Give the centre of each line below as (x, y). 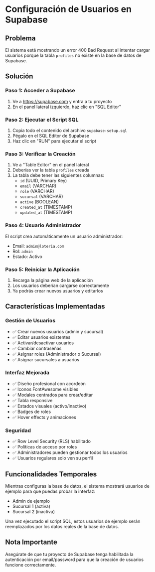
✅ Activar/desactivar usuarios (43, 343)
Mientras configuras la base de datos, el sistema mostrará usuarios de (77, 486)
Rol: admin (23, 251)
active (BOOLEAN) (39, 202)
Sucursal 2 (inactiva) (34, 511)
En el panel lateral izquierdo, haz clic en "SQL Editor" (67, 107)
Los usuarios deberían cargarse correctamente (61, 286)
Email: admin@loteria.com (38, 246)
